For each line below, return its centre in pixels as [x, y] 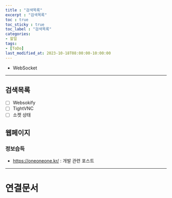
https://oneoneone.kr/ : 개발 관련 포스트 [53, 161]
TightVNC [23, 109]
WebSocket [25, 68]
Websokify [24, 103]
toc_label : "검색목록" [29, 29]
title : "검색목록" [24, 10]
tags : [11, 44]
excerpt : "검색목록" [26, 15]
